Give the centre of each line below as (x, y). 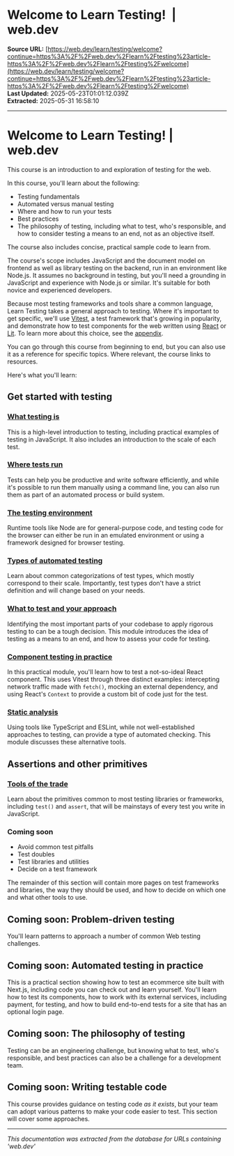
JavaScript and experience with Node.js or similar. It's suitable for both (109, 283)
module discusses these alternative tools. (67, 742)
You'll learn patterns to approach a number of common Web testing (104, 936)
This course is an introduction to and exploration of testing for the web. (109, 169)
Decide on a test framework (57, 869)
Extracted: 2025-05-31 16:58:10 (53, 100)
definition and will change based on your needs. (76, 591)
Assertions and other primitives (78, 764)
